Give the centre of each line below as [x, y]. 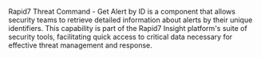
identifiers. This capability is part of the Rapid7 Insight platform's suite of [128, 28]
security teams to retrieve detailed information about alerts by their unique [130, 20]
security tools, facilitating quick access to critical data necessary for [121, 37]
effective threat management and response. [81, 45]
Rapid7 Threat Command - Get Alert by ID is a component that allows [122, 12]
